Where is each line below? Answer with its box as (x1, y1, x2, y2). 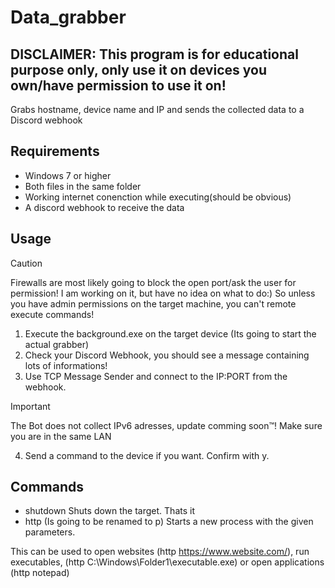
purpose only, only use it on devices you (10, 61, 267, 78)
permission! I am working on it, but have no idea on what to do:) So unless (10, 287, 316, 299)
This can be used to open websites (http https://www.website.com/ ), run (10, 546, 310, 558)
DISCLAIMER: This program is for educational (10, 46, 299, 63)
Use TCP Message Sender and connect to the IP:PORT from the (24, 370, 288, 382)
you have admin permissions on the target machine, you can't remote (10, 297, 297, 310)
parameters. (24, 526, 76, 538)
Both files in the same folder (24, 180, 142, 192)
